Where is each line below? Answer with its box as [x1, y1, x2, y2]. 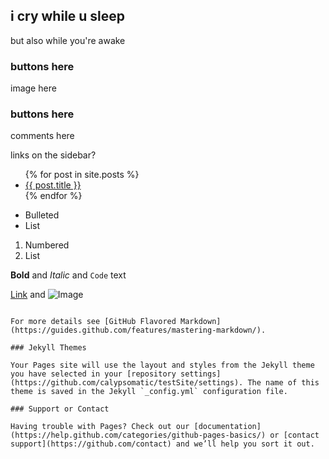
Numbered [24, 239, 70, 251]
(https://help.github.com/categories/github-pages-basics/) [10, 430, 267, 441]
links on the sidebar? [10, 149, 97, 161]
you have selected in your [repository [10, 369, 177, 379]
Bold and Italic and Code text [10, 269, 127, 281]
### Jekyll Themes [10, 343, 87, 353]
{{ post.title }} [24, 179, 82, 191]
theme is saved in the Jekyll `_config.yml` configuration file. [10, 387, 288, 397]
